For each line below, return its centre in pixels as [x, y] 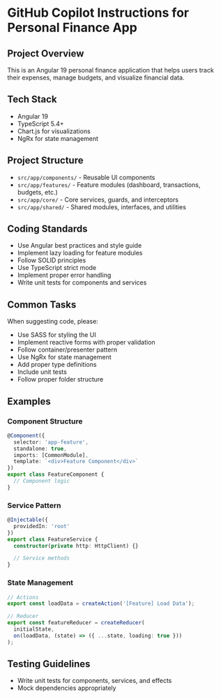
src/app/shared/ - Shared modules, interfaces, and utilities [102, 206]
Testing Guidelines [49, 664]
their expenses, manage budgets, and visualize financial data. [96, 77]
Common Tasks [42, 305]
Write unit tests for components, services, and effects [94, 681]
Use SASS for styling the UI [56, 335]
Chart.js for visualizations [54, 131]
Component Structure [45, 421]
